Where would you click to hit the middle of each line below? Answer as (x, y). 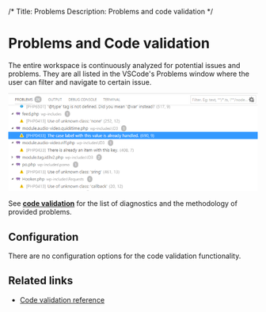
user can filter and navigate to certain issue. (80, 82)
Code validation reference (62, 299)
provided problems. (40, 212)
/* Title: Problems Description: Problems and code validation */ (111, 11)
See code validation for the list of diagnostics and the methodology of (123, 204)
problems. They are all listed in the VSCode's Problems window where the (129, 74)
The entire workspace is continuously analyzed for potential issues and (124, 65)
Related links (41, 281)
